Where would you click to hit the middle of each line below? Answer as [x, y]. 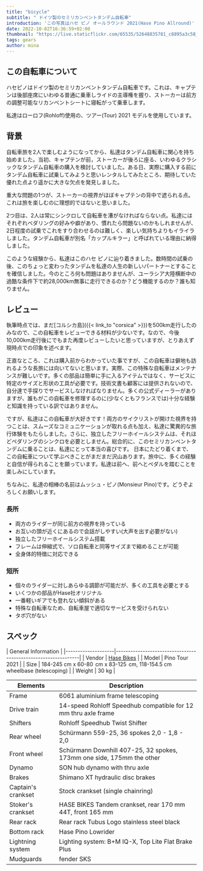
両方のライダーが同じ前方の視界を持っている [70, 523]
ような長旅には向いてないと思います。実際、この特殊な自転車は [96, 368]
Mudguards [26, 859]
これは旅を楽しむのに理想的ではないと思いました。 [70, 202]
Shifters [20, 723]
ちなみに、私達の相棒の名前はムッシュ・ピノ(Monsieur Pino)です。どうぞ [97, 485]
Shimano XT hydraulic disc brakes [107, 777]
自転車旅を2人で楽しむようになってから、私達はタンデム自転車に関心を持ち [100, 152]
